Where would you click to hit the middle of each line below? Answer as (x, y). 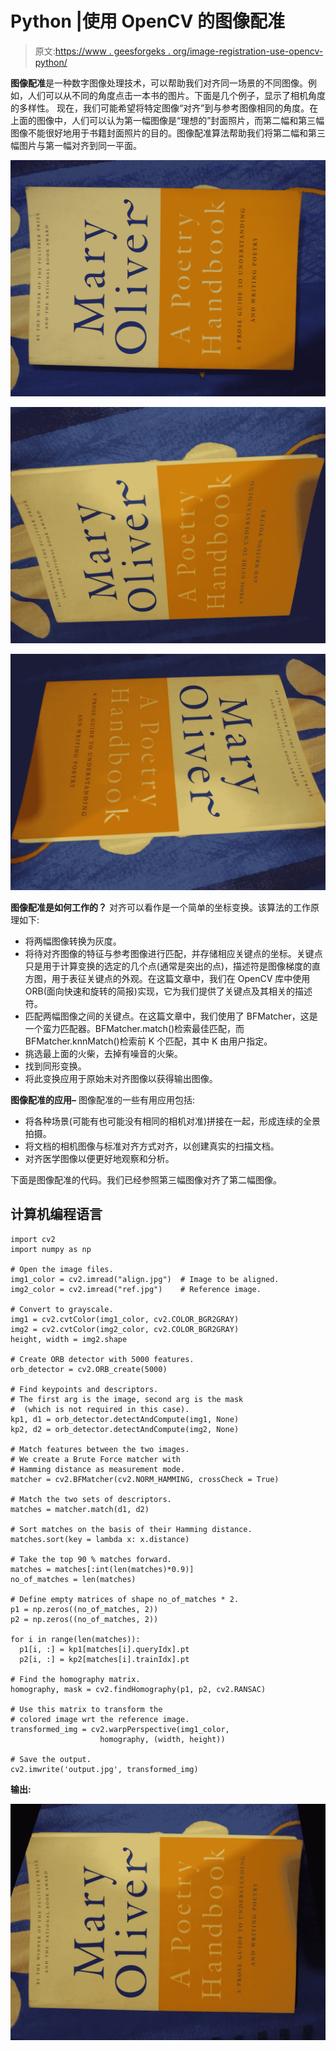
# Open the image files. (62, 1269)
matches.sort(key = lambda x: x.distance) (100, 1539)
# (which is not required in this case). (100, 1409)
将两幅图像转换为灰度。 (73, 941)
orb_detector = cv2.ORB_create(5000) (89, 1369)
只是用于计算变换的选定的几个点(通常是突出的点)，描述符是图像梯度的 (168, 966)
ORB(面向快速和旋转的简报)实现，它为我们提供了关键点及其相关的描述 (168, 991)
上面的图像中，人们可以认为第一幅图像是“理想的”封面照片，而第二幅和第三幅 (167, 120)
